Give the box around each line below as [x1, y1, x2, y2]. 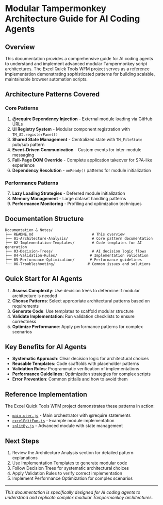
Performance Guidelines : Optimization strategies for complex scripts [12, 371, 151, 377]
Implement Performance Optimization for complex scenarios [12, 475, 133, 481]
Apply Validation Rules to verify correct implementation [12, 471, 123, 476]
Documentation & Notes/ [5, 227, 53, 233]
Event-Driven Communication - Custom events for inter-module [12, 146, 142, 153]
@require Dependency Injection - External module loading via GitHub [12, 116, 153, 122]
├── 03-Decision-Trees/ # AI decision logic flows [5, 249, 147, 253]
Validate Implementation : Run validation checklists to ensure [12, 313, 135, 319]
